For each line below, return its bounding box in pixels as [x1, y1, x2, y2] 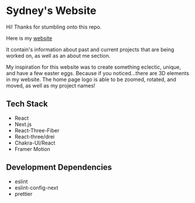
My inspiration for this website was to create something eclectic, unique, [6, 63, 182, 71]
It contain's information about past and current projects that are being [6, 45, 175, 53]
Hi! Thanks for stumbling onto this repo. [6, 23, 102, 30]
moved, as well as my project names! [6, 82, 95, 89]
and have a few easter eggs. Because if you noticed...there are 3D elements [6, 69, 189, 76]
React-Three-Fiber [14, 127, 60, 134]
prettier [14, 190, 33, 197]
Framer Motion [14, 145, 51, 152]
